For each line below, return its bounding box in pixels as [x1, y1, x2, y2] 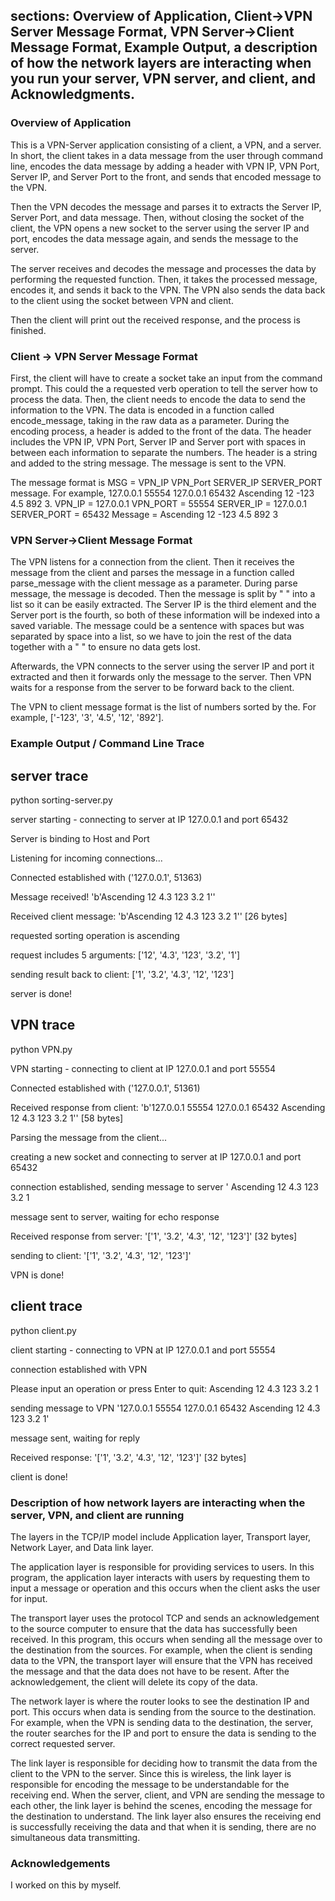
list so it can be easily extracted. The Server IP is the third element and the [10, 599, 317, 611]
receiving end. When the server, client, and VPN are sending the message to [10, 1789, 325, 1801]
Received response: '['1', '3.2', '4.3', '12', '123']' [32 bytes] [10, 1451, 247, 1463]
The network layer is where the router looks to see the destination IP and [10, 1695, 310, 1707]
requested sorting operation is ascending [10, 930, 180, 942]
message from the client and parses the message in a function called [10, 567, 295, 579]
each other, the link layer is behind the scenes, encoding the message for [10, 1799, 313, 1811]
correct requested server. [10, 1737, 116, 1749]
